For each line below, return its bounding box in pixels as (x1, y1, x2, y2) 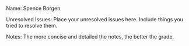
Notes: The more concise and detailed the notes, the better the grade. (6, 33, 174, 40)
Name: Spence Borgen (6, 5, 61, 11)
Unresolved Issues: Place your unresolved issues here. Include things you (6, 16, 184, 22)
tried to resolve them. (6, 22, 58, 29)
